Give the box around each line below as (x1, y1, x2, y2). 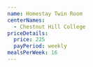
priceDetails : (7, 29, 49, 37)
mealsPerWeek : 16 (7, 50, 58, 57)
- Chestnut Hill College (13, 23, 86, 30)
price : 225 (13, 36, 45, 43)
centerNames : (7, 17, 45, 24)
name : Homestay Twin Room (7, 10, 83, 17)
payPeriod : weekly (13, 43, 68, 50)
